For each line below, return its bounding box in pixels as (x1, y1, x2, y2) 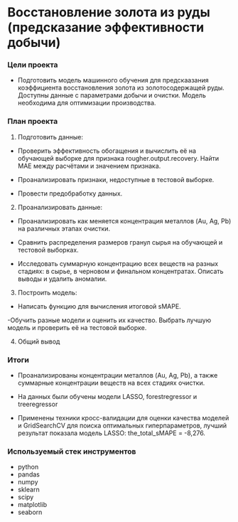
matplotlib (17, 501, 48, 509)
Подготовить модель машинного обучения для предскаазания (17, 76, 209, 85)
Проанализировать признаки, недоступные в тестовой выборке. (17, 175, 215, 183)
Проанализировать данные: (17, 203, 103, 211)
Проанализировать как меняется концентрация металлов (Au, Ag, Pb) (17, 216, 232, 225)
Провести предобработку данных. (17, 189, 123, 198)
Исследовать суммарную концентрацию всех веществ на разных (17, 259, 219, 267)
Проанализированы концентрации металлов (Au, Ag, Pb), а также (17, 371, 218, 380)
